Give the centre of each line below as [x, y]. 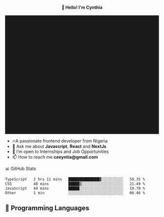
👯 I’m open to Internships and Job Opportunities [60, 152]
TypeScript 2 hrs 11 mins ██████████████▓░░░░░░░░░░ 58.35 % [75, 180]
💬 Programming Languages [47, 208]
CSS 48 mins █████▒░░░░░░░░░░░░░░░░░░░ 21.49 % [75, 184]
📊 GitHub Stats [20, 169]
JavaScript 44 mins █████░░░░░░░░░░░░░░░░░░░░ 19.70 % [75, 188]
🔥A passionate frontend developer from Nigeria [60, 141]
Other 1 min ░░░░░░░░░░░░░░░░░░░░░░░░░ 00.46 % [75, 193]
